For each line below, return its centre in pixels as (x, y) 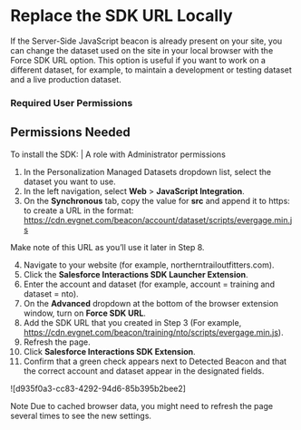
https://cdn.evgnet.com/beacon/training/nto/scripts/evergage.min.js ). (153, 332)
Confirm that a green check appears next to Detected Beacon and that (155, 361)
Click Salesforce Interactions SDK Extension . (109, 351)
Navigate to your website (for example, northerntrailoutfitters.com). (149, 265)
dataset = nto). (51, 293)
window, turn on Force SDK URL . (84, 313)
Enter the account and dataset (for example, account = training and (149, 284)
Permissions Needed (70, 132)
